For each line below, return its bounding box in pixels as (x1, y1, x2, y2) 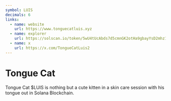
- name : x (10, 41, 31, 46)
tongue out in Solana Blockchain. (5, 90, 74, 96)
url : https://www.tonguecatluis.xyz (14, 27, 93, 32)
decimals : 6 (5, 12, 31, 17)
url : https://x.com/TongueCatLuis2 (14, 45, 90, 50)
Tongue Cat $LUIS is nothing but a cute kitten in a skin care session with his (5, 84, 164, 90)
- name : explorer (10, 31, 47, 36)
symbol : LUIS (5, 7, 33, 13)
